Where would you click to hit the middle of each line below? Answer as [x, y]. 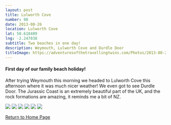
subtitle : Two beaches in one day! [43, 43]
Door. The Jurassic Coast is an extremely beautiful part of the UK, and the [83, 91]
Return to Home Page [28, 117]
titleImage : [18, 53]
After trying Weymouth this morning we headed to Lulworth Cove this [78, 80]
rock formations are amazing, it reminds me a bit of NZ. [63, 96]
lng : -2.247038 [21, 39]
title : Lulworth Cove [28, 15]
